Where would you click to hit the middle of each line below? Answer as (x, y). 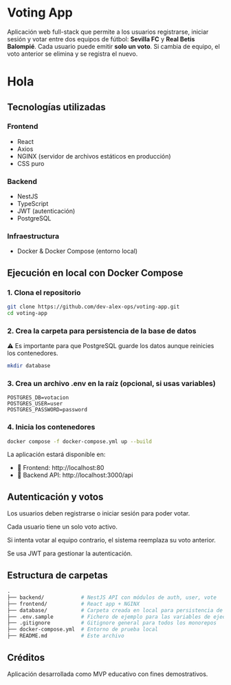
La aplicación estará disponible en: (56, 454)
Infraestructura (33, 236)
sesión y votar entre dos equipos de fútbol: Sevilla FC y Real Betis (101, 39)
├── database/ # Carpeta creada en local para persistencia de (115, 610)
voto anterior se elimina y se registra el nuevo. (73, 54)
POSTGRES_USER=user (35, 404)
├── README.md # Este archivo (66, 636)
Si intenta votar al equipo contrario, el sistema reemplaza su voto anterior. (112, 540)
